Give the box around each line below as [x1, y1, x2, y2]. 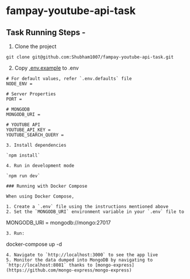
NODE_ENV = [6, 81, 33, 87]
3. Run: [6, 230, 25, 236]
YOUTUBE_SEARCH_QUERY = [6, 132, 64, 138]
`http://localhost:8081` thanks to [6, 262, 93, 268]
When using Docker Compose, [6, 194, 75, 199]
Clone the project [14, 43, 57, 50]
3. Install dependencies [6, 142, 67, 148]
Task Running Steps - [6, 27, 86, 37]
